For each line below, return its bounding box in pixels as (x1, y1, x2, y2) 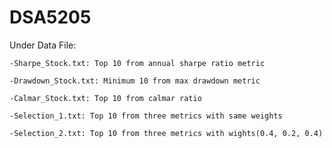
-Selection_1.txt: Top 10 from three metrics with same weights (9, 111, 283, 121)
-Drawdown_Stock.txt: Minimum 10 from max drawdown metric (9, 76, 261, 86)
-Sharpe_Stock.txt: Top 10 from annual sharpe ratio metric (9, 58, 266, 68)
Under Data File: (9, 39, 77, 51)
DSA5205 (9, 6, 92, 29)
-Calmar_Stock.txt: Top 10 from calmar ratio (9, 93, 202, 103)
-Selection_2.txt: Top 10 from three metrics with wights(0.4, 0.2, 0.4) (9, 128, 324, 138)
